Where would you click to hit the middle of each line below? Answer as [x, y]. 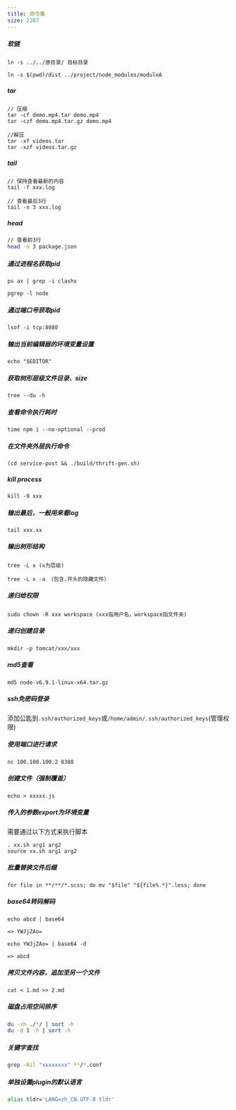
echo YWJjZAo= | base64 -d [47, 944]
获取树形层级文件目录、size [48, 378]
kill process [25, 479]
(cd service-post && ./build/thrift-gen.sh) [74, 464]
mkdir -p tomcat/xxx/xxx [44, 648]
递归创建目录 [26, 631]
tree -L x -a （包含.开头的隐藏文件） [58, 579]
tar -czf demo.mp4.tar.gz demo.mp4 [60, 122]
